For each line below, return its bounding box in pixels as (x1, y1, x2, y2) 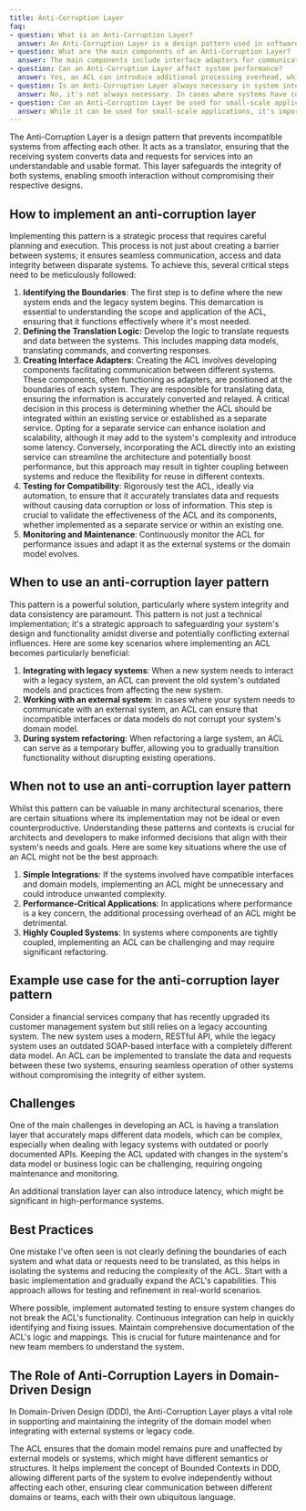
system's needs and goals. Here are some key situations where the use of (9, 841, 287, 852)
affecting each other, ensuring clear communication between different (9, 1482, 273, 1493)
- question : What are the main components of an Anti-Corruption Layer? (9, 47, 291, 57)
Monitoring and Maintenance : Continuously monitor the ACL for (22, 529, 265, 540)
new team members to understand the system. (9, 1341, 185, 1352)
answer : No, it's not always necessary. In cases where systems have (17, 89, 287, 98)
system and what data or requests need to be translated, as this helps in (9, 1256, 280, 1267)
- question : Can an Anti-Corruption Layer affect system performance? (9, 65, 283, 74)
